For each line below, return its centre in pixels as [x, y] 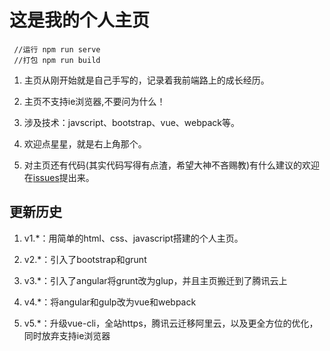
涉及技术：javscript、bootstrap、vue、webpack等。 [132, 122]
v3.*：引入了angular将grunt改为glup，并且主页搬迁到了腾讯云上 [155, 280]
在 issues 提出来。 [59, 177]
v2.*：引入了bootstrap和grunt [85, 259]
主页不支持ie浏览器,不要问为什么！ [94, 101]
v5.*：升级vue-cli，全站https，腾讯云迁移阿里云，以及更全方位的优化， [171, 323]
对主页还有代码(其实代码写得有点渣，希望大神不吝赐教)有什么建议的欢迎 [172, 165]
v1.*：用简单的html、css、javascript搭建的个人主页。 [133, 238]
